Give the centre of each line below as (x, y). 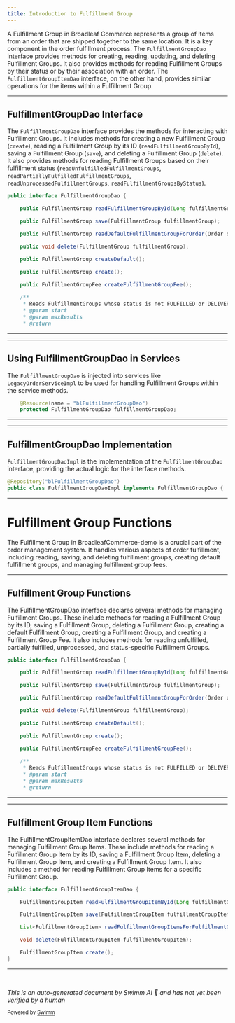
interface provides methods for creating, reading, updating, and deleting (111, 56)
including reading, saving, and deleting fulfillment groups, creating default (114, 557)
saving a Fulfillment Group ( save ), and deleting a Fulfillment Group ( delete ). (115, 153)
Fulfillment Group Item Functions (80, 822)
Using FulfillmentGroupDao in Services (94, 359)
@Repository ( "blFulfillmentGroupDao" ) (64, 482)
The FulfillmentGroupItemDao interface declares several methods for (106, 839)
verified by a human (36, 1000)
